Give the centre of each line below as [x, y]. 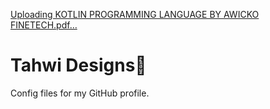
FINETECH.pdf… [44, 25]
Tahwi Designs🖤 [78, 65]
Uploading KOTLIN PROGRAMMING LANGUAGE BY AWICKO [135, 14]
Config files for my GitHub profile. [80, 93]
